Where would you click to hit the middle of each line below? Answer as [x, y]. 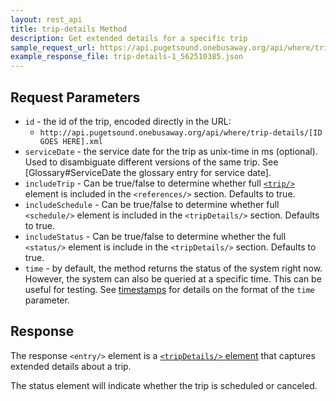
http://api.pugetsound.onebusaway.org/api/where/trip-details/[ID [181, 132]
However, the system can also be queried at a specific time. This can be [173, 278]
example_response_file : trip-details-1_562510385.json [127, 57]
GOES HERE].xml [71, 141]
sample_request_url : [53, 47]
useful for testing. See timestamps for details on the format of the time [169, 289]
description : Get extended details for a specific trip [129, 38]
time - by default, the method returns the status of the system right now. [173, 268]
